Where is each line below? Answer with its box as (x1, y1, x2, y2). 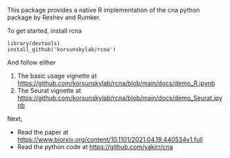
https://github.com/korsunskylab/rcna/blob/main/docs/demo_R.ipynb (17, 79, 215, 87)
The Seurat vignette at (17, 87, 82, 94)
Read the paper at (17, 128, 69, 136)
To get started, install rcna (7, 27, 82, 35)
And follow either (7, 58, 56, 67)
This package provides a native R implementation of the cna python (7, 6, 200, 14)
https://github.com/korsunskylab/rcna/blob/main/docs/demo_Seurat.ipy (17, 94, 223, 102)
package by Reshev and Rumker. (7, 13, 101, 21)
